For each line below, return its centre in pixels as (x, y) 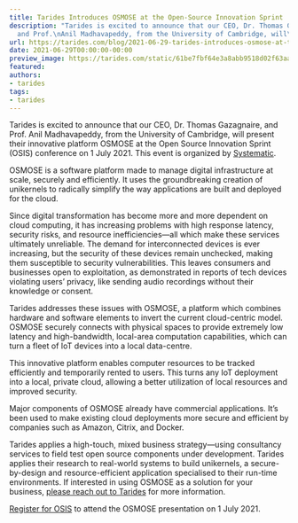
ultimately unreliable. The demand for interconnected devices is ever (135, 244)
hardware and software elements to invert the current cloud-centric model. (146, 318)
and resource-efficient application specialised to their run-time (163, 473)
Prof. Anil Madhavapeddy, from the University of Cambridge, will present (142, 135)
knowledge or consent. (51, 291)
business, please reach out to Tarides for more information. (118, 492)
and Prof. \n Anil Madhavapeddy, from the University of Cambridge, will (153, 34)
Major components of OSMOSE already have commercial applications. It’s (144, 409)
